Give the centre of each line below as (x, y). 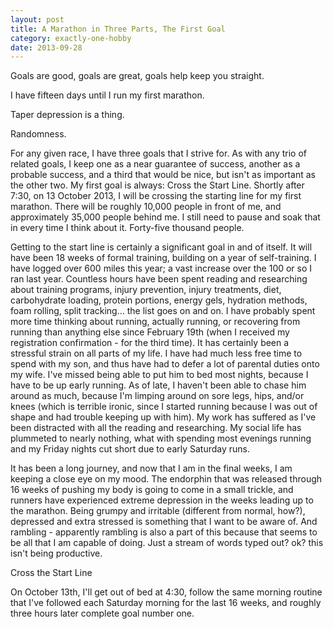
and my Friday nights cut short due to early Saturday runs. (130, 449)
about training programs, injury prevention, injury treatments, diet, (146, 290)
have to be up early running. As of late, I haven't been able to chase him (158, 385)
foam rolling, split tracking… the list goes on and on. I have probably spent (163, 311)
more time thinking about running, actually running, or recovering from (155, 322)
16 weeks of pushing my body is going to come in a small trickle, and (152, 490)
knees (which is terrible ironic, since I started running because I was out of (164, 407)
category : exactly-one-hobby (71, 38)
